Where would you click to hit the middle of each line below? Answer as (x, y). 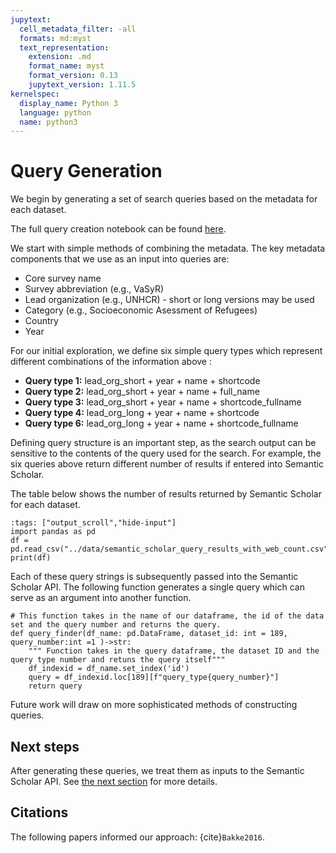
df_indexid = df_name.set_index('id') (109, 669)
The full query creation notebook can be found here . (118, 229)
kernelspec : (35, 94)
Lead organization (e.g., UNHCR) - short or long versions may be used (169, 300)
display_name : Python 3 (68, 103)
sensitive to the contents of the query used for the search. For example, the (166, 453)
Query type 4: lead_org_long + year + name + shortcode (142, 413)
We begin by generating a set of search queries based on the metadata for (164, 199)
